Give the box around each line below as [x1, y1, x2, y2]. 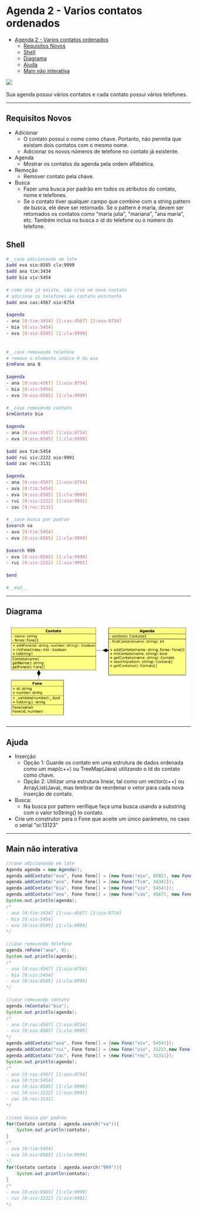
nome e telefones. [23, 191, 67, 198]
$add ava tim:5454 [6, 448, 51, 454]
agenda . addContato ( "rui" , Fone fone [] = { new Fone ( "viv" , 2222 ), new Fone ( [6, 1047, 193, 1053]
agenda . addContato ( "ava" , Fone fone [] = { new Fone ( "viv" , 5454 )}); [6, 1040, 175, 1046]
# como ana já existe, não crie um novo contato [6, 287, 127, 293]
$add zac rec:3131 [6, 460, 51, 467]
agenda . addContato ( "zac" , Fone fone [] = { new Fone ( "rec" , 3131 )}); [6, 1053, 175, 1059]
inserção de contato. [23, 790, 73, 797]
